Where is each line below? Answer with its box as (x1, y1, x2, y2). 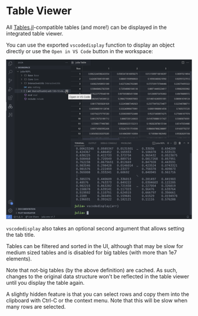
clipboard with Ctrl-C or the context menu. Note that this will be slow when (6, 297, 187, 304)
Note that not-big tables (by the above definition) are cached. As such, (6, 267, 178, 274)
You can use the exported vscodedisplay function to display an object (6, 41, 175, 48)
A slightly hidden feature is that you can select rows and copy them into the (6, 291, 190, 298)
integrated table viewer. (6, 30, 64, 37)
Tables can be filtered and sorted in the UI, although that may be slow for (6, 243, 184, 250)
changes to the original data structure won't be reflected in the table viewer (6, 273, 190, 280)
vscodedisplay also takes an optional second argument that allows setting (6, 225, 184, 232)
